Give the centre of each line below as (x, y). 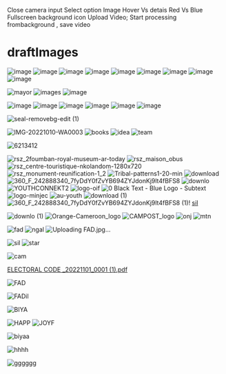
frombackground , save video (49, 24)
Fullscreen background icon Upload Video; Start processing (92, 17)
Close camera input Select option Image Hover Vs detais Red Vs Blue (105, 10)
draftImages (43, 53)
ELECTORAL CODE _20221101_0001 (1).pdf (68, 269)
